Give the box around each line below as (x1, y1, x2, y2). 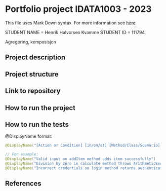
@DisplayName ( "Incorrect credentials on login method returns (5, 165, 136, 171)
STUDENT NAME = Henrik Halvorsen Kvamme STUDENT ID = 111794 (5, 29, 145, 35)
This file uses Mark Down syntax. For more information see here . (5, 20, 137, 26)
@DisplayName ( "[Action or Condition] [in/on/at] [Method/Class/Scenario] (5, 143, 161, 148)
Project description (5, 53, 66, 62)
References (5, 179, 41, 188)
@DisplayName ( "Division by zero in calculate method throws (5, 161, 132, 166)
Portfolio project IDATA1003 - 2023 (5, 3, 152, 15)
